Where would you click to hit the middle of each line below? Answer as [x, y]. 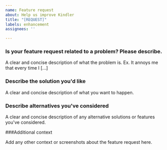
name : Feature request [29, 10]
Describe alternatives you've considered [57, 105]
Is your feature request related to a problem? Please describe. [84, 52]
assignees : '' [20, 29]
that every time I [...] [27, 68]
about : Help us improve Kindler [40, 15]
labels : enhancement [27, 24]
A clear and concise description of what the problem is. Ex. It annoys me [82, 62]
